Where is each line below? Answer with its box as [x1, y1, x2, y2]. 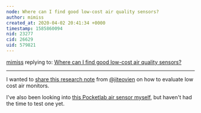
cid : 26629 [6, 36, 33, 42]
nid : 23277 [6, 31, 33, 37]
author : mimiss [6, 14, 44, 20]
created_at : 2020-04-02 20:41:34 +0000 [6, 20, 106, 26]
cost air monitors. [6, 82, 50, 89]
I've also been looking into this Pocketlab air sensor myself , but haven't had [6, 93, 193, 100]
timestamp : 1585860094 [6, 25, 63, 32]
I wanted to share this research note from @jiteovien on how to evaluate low [6, 75, 193, 83]
